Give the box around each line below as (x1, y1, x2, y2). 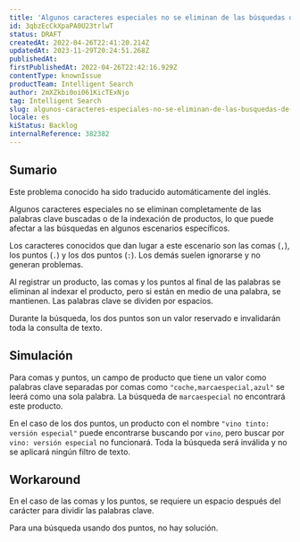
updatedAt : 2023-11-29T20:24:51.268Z (9, 47, 150, 55)
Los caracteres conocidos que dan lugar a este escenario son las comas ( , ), (9, 240, 290, 250)
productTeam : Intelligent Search (9, 80, 134, 89)
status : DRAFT (9, 30, 62, 38)
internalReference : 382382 (9, 130, 110, 139)
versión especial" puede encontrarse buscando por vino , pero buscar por (9, 427, 285, 438)
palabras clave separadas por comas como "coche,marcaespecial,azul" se (9, 381, 286, 392)
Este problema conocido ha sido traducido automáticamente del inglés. (9, 186, 271, 197)
